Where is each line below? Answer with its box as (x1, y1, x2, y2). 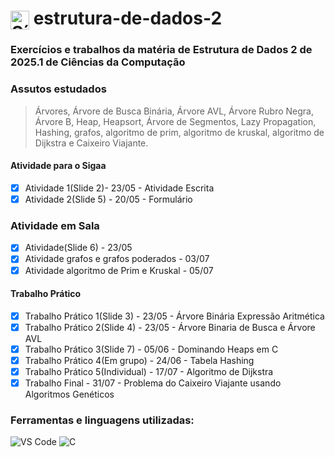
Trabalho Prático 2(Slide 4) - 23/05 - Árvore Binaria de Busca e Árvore (24, 321, 316, 333)
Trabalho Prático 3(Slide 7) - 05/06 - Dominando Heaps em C (24, 343, 279, 355)
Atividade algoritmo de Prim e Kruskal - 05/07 (24, 264, 214, 276)
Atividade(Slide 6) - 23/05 (24, 242, 133, 254)
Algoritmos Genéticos (24, 388, 115, 401)
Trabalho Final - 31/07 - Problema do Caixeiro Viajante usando (24, 377, 282, 389)
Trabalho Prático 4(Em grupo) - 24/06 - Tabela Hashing (24, 354, 255, 366)
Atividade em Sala (10, 219, 100, 233)
